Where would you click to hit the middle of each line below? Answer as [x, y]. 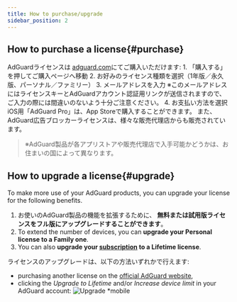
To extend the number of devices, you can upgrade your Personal [115, 232]
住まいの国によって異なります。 [71, 153]
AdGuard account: [44, 291]
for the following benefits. [45, 201]
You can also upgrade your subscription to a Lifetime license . [109, 247]
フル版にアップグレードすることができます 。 [102, 224]
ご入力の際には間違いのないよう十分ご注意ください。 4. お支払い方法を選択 [118, 103]
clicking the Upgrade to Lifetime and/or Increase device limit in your [117, 284]
